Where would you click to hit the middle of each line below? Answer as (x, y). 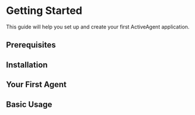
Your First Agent (36, 85)
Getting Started (44, 11)
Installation (27, 65)
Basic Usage (29, 104)
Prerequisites (31, 45)
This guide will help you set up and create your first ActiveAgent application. (98, 27)
